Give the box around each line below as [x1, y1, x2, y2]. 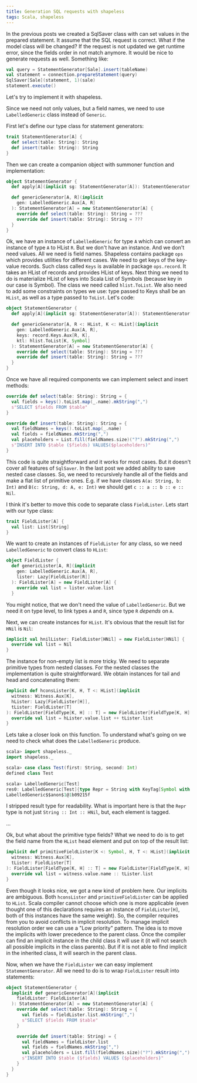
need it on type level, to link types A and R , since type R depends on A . [6, 607, 174, 614]
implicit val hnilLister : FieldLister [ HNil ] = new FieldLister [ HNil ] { [6, 636, 185, 642]
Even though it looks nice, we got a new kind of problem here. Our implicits [6, 887, 188, 894]
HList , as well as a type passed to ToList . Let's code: [6, 294, 135, 301]
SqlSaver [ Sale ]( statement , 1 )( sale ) [6, 78, 96, 83]
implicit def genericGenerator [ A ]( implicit [11, 990, 119, 996]
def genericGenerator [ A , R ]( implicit [11, 194, 104, 200]
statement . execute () [6, 83, 57, 89]
